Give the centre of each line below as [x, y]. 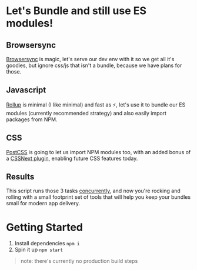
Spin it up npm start [39, 250]
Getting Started [45, 227]
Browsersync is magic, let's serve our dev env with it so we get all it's [90, 59]
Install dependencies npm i [47, 244]
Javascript [26, 90]
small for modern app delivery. [43, 204]
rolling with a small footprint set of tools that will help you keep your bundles [98, 197]
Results [20, 177]
